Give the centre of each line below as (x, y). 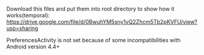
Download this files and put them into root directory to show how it (90, 9)
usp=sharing (22, 28)
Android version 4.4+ (33, 46)
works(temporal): (28, 15)
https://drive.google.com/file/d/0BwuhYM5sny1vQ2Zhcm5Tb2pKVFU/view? (102, 22)
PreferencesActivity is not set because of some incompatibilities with (93, 40)
